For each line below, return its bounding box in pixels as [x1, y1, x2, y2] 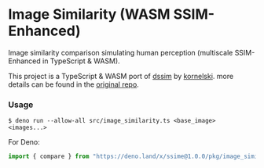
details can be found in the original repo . [8, 80, 139, 89]
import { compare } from [8, 152, 90, 161]
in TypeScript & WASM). [42, 56, 120, 66]
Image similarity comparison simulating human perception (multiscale [8, 48, 233, 57]
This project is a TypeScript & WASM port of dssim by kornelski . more [8, 71, 234, 80]
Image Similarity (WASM [8, 5, 170, 23]
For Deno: [8, 138, 41, 147]
